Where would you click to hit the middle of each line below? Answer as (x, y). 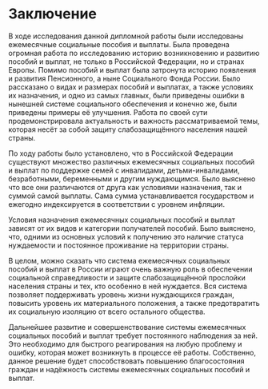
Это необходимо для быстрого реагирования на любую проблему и (125, 343)
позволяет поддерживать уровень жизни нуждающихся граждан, (121, 294)
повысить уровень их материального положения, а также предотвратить (134, 303)
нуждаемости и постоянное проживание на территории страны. (119, 245)
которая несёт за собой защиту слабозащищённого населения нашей (128, 129)
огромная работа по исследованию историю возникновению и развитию (134, 53)
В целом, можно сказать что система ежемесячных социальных (119, 260)
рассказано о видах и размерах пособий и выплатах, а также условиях (131, 87)
